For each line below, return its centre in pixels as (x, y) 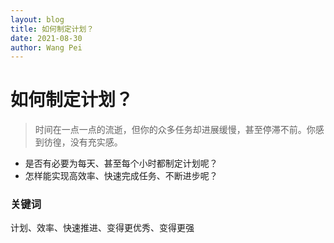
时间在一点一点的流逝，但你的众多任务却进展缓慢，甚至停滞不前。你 (175, 130)
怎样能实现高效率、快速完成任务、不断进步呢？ (121, 176)
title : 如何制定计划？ (52, 29)
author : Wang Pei (46, 47)
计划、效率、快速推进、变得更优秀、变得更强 (102, 228)
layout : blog (37, 19)
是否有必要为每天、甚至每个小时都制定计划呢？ (121, 163)
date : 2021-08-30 (46, 38)
